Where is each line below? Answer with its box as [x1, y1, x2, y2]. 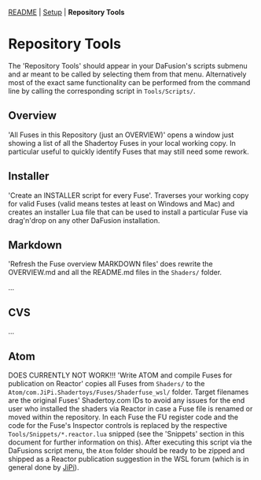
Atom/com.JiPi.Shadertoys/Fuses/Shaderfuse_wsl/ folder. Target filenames [8, 387, 249, 396]
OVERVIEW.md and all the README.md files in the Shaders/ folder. [8, 268, 222, 277]
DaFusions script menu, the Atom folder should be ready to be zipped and [8, 446, 245, 455]
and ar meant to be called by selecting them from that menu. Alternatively [8, 69, 247, 79]
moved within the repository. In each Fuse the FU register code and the [8, 412, 239, 422]
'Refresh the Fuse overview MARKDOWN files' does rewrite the [8, 259, 214, 269]
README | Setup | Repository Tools [8, 8, 125, 17]
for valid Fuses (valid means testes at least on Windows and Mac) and [8, 199, 235, 208]
